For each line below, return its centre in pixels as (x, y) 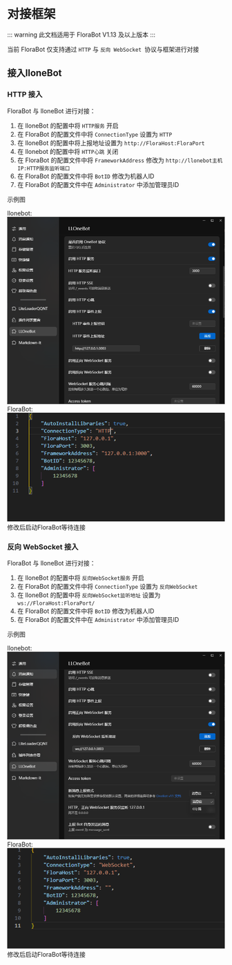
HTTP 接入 (25, 95)
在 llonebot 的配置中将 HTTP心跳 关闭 (68, 151)
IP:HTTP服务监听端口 (43, 168)
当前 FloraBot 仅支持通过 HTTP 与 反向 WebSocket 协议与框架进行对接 (103, 49)
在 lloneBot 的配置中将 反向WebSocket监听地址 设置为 (89, 595)
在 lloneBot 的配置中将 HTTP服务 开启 (68, 126)
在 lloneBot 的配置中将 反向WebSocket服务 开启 (81, 578)
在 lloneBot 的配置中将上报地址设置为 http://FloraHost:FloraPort (111, 143)
